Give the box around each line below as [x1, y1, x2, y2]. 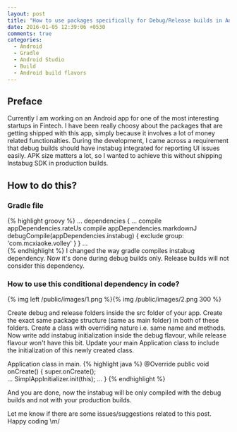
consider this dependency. [7, 261, 85, 270]
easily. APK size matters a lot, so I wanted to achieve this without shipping [7, 152, 222, 160]
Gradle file [7, 200, 44, 210]
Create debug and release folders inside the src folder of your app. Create [7, 309, 223, 317]
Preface [7, 95, 43, 107]
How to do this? [7, 179, 78, 191]
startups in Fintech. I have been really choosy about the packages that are [7, 121, 224, 130]
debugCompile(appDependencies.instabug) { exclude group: [7, 232, 185, 240]
